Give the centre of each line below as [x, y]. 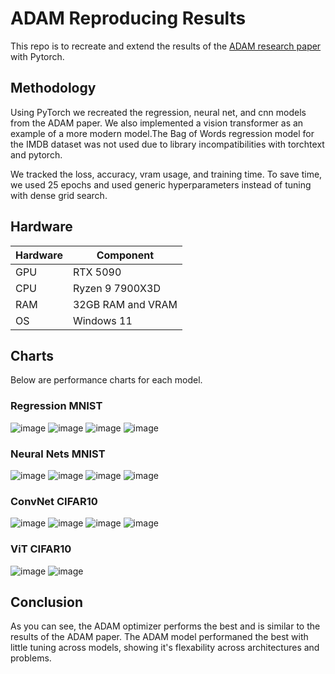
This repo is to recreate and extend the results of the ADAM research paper [166, 46]
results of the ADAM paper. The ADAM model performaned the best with [159, 637]
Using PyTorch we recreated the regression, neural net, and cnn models [158, 112]
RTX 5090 [97, 272]
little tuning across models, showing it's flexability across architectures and [165, 648]
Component [125, 255]
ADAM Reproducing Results [128, 18]
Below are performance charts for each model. [106, 380]
